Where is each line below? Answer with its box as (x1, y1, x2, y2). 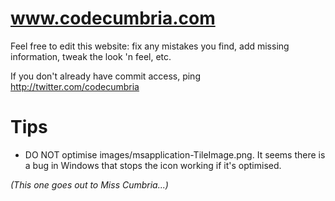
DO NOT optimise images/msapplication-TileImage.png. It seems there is (24, 148, 326, 161)
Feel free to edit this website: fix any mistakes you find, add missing (10, 40, 290, 52)
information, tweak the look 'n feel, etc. (10, 50, 172, 62)
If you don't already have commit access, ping (10, 70, 201, 82)
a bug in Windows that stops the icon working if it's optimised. (24, 159, 282, 171)
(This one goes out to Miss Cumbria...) (10, 178, 169, 191)
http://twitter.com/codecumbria (10, 80, 140, 92)
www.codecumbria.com (10, 7, 216, 30)
